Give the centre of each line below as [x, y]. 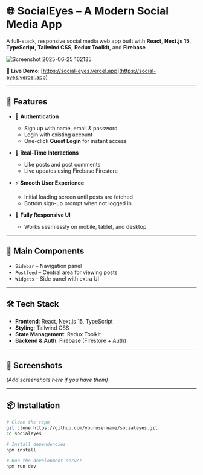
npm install [21, 450]
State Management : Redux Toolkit [58, 334]
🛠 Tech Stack [33, 304]
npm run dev [21, 467]
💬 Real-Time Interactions [47, 153]
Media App [34, 24]
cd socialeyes [24, 433]
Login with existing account [58, 135]
